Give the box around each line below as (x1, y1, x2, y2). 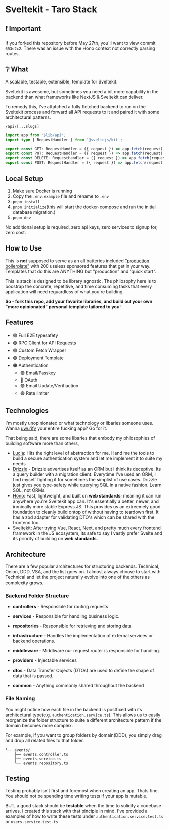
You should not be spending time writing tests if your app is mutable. (5, 793, 148, 799)
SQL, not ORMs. (12, 487, 46, 493)
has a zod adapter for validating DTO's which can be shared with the (12, 514, 155, 520)
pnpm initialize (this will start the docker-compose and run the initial (12, 204, 156, 210)
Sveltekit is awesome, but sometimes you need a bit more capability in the (5, 88, 159, 94)
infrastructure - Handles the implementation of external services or (12, 633, 153, 639)
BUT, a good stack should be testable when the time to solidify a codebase (5, 802, 162, 808)
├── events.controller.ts (14, 752, 69, 757)
